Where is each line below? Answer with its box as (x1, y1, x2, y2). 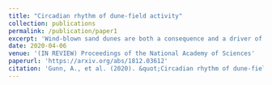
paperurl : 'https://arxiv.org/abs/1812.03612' (8, 57, 168, 66)
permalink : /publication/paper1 (8, 27, 117, 35)
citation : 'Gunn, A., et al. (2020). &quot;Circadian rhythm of (8, 65, 230, 73)
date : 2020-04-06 (8, 42, 67, 50)
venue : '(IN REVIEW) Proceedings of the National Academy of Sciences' (8, 49, 255, 57)
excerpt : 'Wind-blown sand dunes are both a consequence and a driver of (8, 34, 263, 43)
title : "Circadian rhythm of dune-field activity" (8, 11, 183, 20)
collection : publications (8, 19, 96, 28)
